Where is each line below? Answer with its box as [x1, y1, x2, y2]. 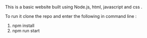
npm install [12, 23, 35, 28]
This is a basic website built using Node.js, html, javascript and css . [5, 4, 143, 10]
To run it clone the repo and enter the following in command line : [5, 13, 137, 19]
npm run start [12, 28, 40, 33]
